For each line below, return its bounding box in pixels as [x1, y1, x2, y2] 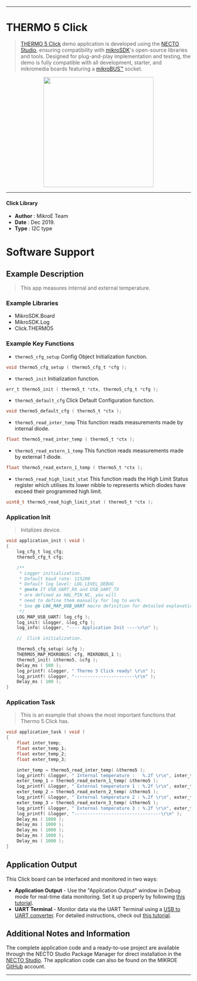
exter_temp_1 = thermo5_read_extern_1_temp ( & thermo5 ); [16, 778, 159, 784]
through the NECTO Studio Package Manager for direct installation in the [6, 950, 182, 958]
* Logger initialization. [19, 570, 83, 576]
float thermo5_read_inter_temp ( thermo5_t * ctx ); [6, 436, 135, 442]
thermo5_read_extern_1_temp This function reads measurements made [14, 447, 184, 454]
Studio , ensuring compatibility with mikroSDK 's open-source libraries [20, 46, 188, 53]
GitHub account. [6, 963, 46, 970]
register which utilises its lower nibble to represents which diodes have [14, 482, 186, 489]
